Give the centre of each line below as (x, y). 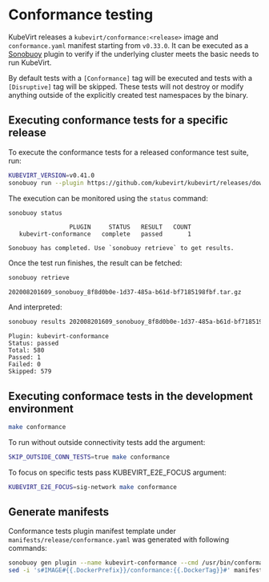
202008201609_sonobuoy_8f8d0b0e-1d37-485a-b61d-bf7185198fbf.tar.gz (125, 293)
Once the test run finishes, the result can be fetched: (95, 263)
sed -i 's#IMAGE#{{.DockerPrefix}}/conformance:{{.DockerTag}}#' (119, 571)
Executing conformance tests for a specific (118, 121)
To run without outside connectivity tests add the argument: (107, 442)
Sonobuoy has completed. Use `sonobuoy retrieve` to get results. (121, 249)
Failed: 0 (25, 365)
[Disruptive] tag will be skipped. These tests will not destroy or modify (126, 87)
